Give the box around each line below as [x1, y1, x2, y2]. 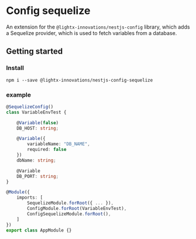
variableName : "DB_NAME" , [27, 141, 91, 147]
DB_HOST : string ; [16, 125, 59, 131]
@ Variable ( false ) [16, 119, 59, 126]
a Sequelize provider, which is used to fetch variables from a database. [6, 29, 177, 36]
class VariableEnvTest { [6, 109, 67, 115]
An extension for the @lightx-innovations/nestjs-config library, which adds [6, 23, 190, 30]
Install [6, 64, 25, 72]
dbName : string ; [16, 157, 57, 163]
